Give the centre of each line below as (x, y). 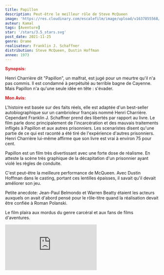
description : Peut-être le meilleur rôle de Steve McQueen (66, 14)
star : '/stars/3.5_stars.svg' (36, 32)
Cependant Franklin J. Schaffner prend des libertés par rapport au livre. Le (80, 118)
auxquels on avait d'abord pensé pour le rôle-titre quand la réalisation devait (82, 198)
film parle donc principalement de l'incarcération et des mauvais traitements (82, 123)
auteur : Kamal (20, 23)
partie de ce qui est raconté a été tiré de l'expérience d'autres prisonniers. (80, 133)
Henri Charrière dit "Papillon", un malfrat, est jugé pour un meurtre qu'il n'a (80, 78)
